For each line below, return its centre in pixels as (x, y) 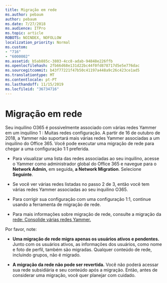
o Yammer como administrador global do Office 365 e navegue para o (84, 164)
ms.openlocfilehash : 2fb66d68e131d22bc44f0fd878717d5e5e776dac (72, 66)
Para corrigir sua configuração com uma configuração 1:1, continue (81, 199)
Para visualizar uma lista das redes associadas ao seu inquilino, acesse (86, 159)
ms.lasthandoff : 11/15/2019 (34, 84)
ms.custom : (16, 47)
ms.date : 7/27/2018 (25, 24)
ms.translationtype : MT (30, 75)
